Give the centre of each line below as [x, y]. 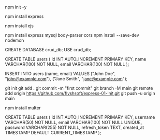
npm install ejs [19, 26]
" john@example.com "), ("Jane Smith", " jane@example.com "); [66, 79]
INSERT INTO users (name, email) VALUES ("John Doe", [60, 74]
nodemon [15, 40]
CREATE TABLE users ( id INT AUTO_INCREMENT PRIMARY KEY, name [76, 59]
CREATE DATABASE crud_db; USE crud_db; [48, 50]
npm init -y [16, 7]
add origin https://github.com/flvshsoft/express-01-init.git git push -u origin [80, 93]
